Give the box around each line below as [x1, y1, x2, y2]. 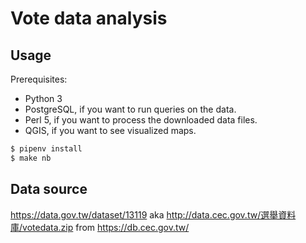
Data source [10, 181, 88, 198]
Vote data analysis [10, 7, 168, 30]
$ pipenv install [10, 144, 83, 154]
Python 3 [24, 93, 63, 104]
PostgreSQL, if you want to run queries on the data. [24, 103, 237, 115]
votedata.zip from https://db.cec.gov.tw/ [22, 221, 190, 233]
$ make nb [10, 153, 52, 163]
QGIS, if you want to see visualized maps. [24, 125, 197, 136]
